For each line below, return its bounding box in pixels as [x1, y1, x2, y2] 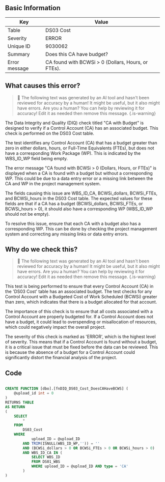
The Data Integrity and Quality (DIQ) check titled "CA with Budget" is [5, 120, 144, 126]
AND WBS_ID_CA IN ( [23, 450, 63, 455]
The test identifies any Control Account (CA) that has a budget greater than [5, 140, 157, 145]
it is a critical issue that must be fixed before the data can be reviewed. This [5, 344, 158, 350]
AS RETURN [5, 404, 26, 409]
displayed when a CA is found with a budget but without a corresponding [5, 170, 153, 176]
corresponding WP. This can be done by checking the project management [5, 226, 157, 231]
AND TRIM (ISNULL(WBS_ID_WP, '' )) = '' [23, 441, 100, 446]
